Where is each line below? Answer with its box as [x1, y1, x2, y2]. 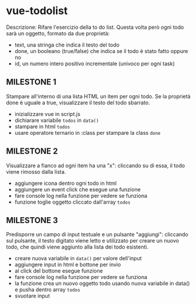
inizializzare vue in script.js [14, 110, 81, 117]
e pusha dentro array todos [14, 286, 81, 293]
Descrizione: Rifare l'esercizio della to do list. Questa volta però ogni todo [6, 24, 184, 31]
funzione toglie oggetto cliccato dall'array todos [14, 198, 131, 205]
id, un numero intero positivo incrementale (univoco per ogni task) [14, 60, 175, 67]
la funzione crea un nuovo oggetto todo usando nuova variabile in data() [14, 280, 190, 287]
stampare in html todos [14, 122, 71, 130]
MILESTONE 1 [6, 77, 57, 87]
